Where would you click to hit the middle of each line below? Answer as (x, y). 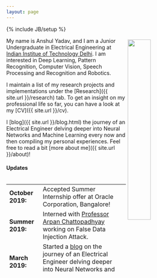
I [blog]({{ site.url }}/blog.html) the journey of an (66, 122)
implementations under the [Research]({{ (57, 91)
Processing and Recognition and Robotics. (59, 73)
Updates (17, 168)
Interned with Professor (76, 214)
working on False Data (74, 229)
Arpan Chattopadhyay (74, 221)
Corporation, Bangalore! (76, 204)
